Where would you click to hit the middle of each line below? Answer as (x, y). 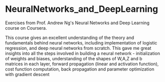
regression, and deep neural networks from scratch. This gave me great (78, 48)
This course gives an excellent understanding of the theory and (70, 38)
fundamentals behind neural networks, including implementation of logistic (81, 42)
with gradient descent (27, 74)
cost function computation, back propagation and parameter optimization (80, 69)
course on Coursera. (26, 28)
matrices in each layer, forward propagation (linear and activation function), (82, 64)
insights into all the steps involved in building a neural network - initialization (83, 53)
